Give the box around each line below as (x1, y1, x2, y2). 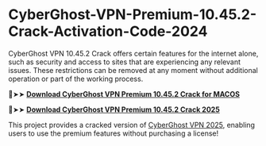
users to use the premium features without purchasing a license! (8, 129, 219, 138)
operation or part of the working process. (8, 74, 144, 83)
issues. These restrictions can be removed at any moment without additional (8, 65, 258, 75)
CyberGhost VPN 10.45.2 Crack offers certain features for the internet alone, (8, 48, 259, 58)
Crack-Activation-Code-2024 (8, 22, 208, 40)
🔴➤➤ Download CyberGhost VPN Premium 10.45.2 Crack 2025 (8, 105, 220, 114)
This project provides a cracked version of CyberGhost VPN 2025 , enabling (8, 120, 256, 129)
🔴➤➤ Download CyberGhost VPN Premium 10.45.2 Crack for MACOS (8, 89, 241, 98)
